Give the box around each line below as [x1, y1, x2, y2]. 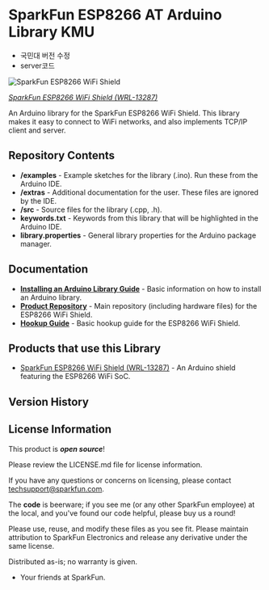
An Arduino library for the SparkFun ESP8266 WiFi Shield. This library [8, 107, 240, 118]
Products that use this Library [8, 341, 162, 355]
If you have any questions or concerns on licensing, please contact [8, 475, 232, 485]
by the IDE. [19, 196, 57, 205]
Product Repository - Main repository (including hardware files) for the [19, 301, 258, 310]
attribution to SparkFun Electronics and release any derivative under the [8, 532, 248, 542]
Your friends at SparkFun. [19, 572, 106, 582]
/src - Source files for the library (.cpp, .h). [19, 204, 163, 214]
